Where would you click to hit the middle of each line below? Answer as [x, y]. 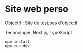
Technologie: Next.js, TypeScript [39, 32]
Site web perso [37, 9]
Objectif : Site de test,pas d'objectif [42, 23]
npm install [17, 41]
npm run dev [17, 46]
